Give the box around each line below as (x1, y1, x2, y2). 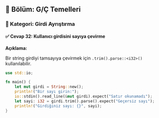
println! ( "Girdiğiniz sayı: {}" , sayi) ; (14, 103, 102, 108)
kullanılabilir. (5, 60, 32, 67)
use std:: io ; (5, 70, 33, 75)
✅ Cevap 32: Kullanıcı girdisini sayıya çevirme (5, 33, 106, 39)
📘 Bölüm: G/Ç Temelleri (5, 5, 81, 14)
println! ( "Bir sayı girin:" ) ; (14, 89, 79, 94)
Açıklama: (5, 45, 27, 51)
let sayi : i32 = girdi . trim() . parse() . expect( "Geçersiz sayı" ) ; (14, 99, 155, 104)
